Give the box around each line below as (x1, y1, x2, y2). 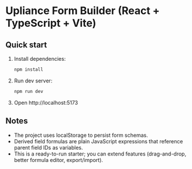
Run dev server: (13, 77, 53, 84)
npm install (13, 67, 43, 73)
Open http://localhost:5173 (13, 99, 78, 106)
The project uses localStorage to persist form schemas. (13, 132, 148, 139)
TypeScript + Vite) (5, 16, 97, 30)
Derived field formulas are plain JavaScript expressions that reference (13, 137, 183, 144)
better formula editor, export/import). (13, 156, 104, 163)
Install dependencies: (13, 56, 66, 62)
